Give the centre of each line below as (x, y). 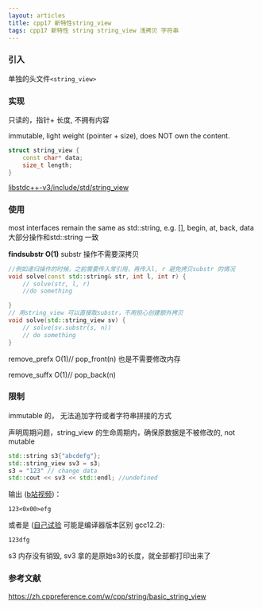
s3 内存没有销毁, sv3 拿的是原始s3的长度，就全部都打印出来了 (110, 556)
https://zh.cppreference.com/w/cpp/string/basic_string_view (107, 596)
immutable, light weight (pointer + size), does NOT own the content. (119, 135)
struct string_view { (44, 150)
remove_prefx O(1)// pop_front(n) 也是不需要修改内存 (94, 359)
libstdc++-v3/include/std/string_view (69, 188)
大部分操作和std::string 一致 (54, 237)
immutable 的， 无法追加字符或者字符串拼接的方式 (90, 415)
